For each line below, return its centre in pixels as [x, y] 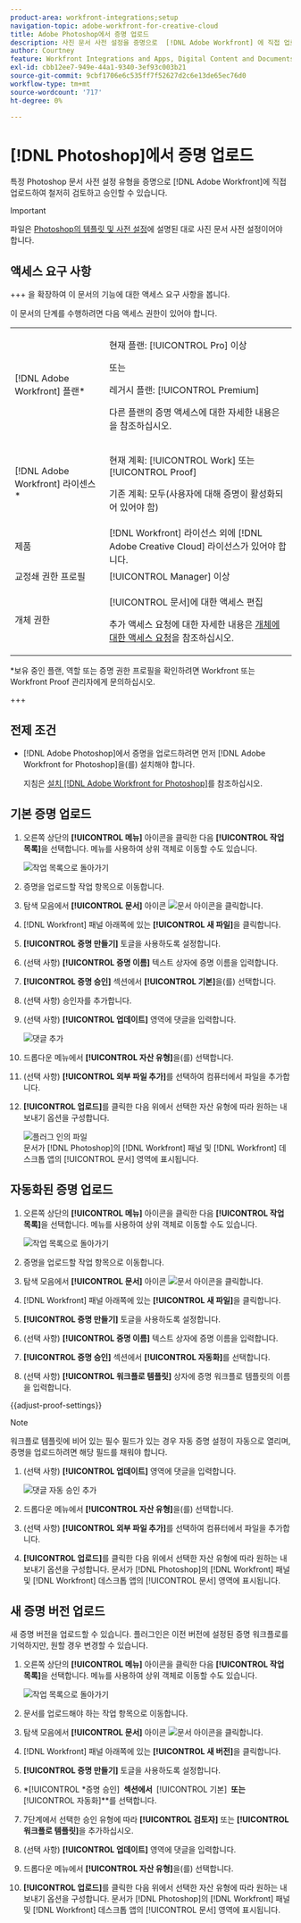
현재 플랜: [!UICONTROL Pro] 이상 [178, 346]
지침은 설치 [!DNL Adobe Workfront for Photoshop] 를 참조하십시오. [142, 783]
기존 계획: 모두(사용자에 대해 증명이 [179, 494]
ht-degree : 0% [37, 100]
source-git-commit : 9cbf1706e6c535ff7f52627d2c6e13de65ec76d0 [128, 76]
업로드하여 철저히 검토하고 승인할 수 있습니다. [89, 193]
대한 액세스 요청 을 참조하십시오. [172, 638]
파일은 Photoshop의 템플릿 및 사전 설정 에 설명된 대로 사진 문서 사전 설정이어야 [146, 230]
